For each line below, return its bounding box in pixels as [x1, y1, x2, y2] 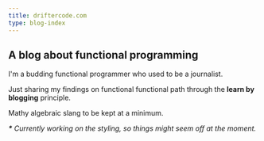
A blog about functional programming [8, 48, 199, 62]
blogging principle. [8, 93, 72, 103]
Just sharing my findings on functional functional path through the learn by [8, 85, 254, 94]
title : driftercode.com [8, 11, 87, 20]
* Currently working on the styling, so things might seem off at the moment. [8, 124, 257, 133]
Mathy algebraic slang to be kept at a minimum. [8, 109, 164, 118]
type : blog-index [8, 19, 66, 27]
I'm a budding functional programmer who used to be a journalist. [8, 69, 223, 79]
